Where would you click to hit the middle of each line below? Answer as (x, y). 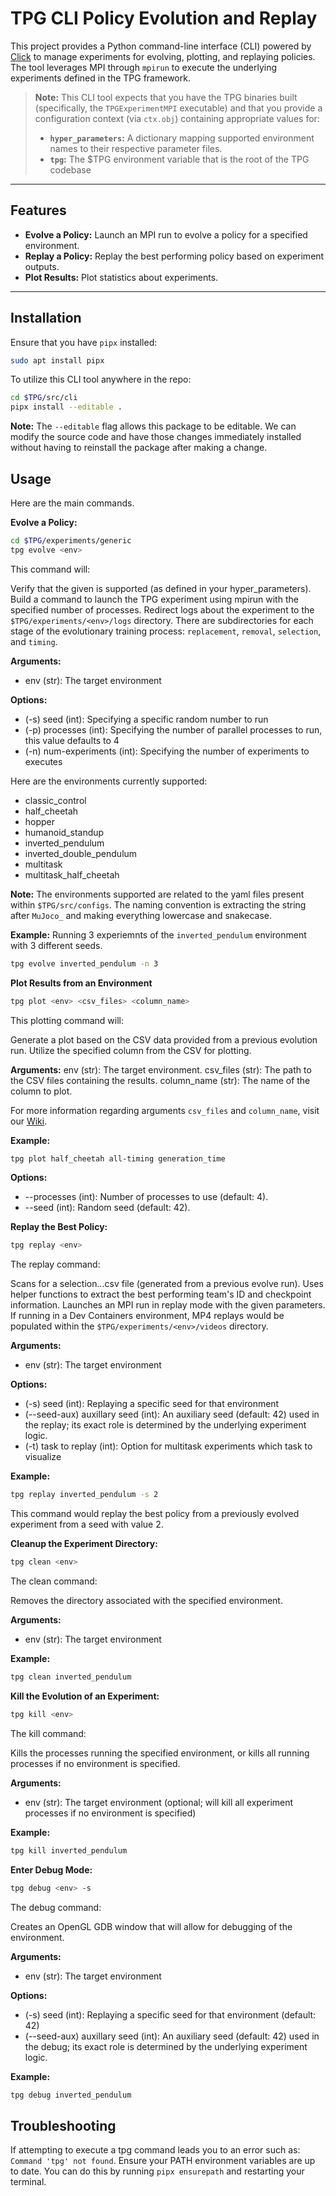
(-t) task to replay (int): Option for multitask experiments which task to (168, 1446)
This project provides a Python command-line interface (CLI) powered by (161, 46)
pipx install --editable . (66, 407)
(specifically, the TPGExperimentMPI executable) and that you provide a (178, 108)
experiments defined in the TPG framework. (100, 78)
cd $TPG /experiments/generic (71, 541)
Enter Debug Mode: (51, 1869)
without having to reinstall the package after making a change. (139, 448)
